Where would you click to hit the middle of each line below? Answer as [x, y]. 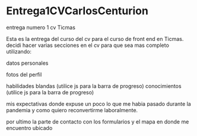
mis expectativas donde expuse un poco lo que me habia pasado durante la [99, 104]
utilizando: [19, 51]
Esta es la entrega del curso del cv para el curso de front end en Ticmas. [95, 39]
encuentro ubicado [29, 128]
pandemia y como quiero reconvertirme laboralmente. [72, 110]
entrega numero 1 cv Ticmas [41, 27]
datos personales [27, 63]
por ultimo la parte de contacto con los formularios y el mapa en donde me [98, 121]
